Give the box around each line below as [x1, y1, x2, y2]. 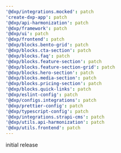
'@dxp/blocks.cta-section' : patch [5, 48, 92, 54]
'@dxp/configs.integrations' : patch [5, 97, 97, 103]
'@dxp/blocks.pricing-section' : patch [5, 81, 102, 87]
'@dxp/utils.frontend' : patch [5, 125, 81, 131]
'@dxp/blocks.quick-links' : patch [5, 86, 92, 92]
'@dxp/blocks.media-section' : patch [5, 75, 97, 81]
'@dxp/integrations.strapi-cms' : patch [5, 114, 105, 120]
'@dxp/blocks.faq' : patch [5, 53, 70, 59]
